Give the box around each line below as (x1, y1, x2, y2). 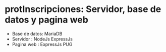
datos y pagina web (5, 14, 89, 25)
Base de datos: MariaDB (12, 30, 63, 36)
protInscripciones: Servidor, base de (5, 3, 161, 15)
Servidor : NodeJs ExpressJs (12, 36, 73, 42)
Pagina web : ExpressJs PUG (12, 41, 73, 47)
